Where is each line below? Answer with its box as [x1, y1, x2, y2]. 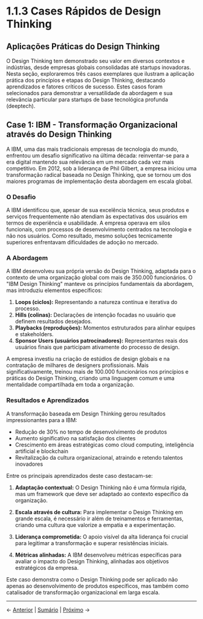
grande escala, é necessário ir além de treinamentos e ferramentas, [14, 515, 184, 522]
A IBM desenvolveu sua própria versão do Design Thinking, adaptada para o [6, 268, 196, 275]
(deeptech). [6, 102, 36, 110]
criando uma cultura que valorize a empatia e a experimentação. [14, 521, 176, 528]
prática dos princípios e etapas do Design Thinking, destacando [6, 77, 166, 84]
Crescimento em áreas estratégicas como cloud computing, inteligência [14, 441, 195, 448]
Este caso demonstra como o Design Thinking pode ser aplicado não [6, 575, 178, 583]
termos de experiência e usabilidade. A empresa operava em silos [6, 219, 170, 227]
